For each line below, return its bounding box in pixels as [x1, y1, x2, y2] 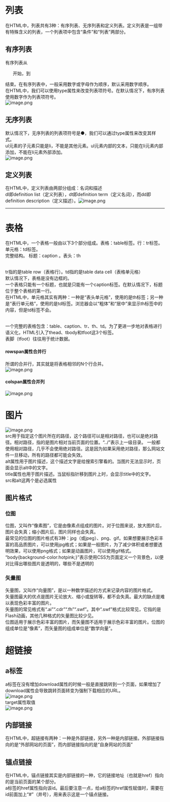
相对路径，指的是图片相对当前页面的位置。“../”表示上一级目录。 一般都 [14, 439, 161, 445]
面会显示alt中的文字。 [5, 464, 51, 470]
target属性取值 [5, 699, 35, 705]
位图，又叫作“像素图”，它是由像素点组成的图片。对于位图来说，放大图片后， [5, 523, 164, 529]
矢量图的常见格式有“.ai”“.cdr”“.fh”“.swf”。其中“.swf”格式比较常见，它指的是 [5, 606, 161, 612]
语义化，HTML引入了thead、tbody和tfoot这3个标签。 [5, 330, 116, 336]
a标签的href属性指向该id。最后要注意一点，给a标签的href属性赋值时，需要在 [5, 785, 164, 791]
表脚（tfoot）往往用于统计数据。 [5, 336, 73, 342]
